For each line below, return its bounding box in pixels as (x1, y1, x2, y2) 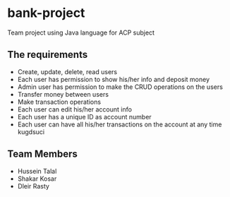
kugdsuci (17, 127, 44, 136)
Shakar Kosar (17, 174, 57, 183)
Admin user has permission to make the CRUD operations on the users (17, 83, 224, 91)
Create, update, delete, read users (17, 67, 118, 76)
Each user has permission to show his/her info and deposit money (17, 75, 210, 83)
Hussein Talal (17, 167, 57, 175)
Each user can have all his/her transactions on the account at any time (17, 120, 222, 129)
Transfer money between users (17, 90, 109, 98)
